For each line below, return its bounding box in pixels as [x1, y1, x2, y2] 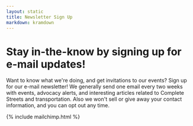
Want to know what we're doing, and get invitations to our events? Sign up [6, 77, 188, 84]
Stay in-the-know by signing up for [6, 45, 182, 58]
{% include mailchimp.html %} [6, 113, 81, 121]
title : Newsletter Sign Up [6, 14, 73, 20]
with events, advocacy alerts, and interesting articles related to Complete [6, 89, 185, 97]
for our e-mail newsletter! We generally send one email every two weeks [6, 83, 183, 90]
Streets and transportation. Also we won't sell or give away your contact [6, 95, 182, 103]
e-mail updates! [6, 57, 86, 71]
